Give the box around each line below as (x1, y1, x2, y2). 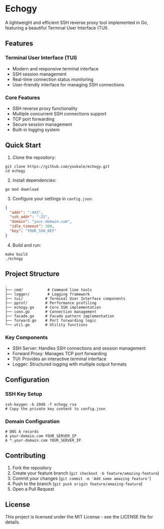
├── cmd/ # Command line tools (5, 287, 92, 292)
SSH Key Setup (5, 391, 42, 398)
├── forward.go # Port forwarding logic (5, 318, 97, 323)
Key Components (5, 334, 48, 341)
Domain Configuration (5, 418, 60, 425)
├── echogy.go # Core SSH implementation (5, 305, 101, 310)
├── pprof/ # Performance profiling (5, 300, 97, 305)
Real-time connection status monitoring (12, 76, 93, 82)
